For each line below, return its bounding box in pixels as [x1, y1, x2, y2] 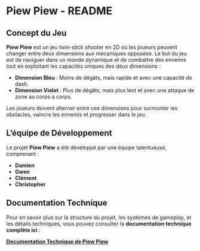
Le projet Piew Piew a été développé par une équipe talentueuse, [6, 144, 167, 151]
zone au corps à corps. [14, 93, 72, 100]
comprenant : [6, 150, 39, 157]
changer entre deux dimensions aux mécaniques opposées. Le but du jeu [6, 50, 187, 57]
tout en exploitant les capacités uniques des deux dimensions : [6, 62, 161, 70]
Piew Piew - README [6, 4, 113, 18]
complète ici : [6, 226, 41, 233]
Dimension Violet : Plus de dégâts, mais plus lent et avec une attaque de [14, 87, 195, 93]
